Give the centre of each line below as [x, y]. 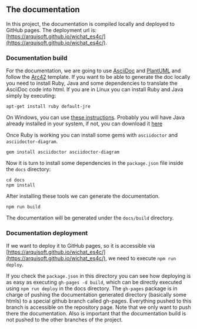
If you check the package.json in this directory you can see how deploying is [98, 276]
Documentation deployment [47, 233]
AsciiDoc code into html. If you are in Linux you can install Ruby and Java [95, 89]
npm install [21, 185]
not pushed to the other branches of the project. [65, 320]
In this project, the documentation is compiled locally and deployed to [91, 24]
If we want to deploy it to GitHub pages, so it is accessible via [81, 246]
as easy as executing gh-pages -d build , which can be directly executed [94, 283]
